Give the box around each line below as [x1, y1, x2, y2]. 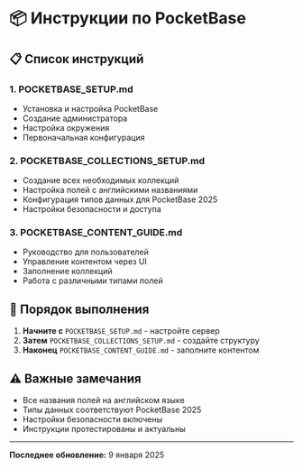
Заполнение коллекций [22, 266, 113, 277]
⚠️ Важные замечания [9, 371, 142, 386]
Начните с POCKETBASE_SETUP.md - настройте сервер [22, 326, 221, 336]
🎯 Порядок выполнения [9, 301, 150, 317]
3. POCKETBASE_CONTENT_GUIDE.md [9, 226, 183, 239]
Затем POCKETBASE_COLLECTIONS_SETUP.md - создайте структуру [22, 336, 260, 346]
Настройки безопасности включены [22, 414, 163, 425]
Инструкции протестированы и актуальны [22, 424, 187, 435]
